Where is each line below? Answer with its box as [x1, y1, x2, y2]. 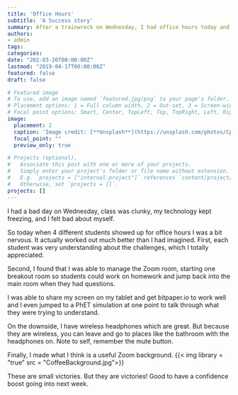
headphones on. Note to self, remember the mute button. [7, 337, 174, 345]
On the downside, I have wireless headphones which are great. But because [7, 321, 229, 330]
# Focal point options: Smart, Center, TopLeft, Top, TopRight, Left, [7, 109, 220, 116]
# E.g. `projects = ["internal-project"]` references [7, 174, 176, 181]
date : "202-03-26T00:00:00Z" [7, 57, 93, 64]
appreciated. [7, 251, 45, 259]
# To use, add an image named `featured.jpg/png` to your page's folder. [7, 96, 230, 103]
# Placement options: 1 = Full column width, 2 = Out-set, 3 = [7, 102, 198, 110]
